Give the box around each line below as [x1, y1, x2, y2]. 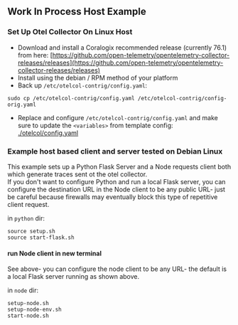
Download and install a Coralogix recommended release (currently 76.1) [17, 43, 227, 52]
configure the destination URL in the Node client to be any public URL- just [7, 185, 226, 193]
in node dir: [7, 286, 39, 294]
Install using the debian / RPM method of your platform [17, 73, 178, 82]
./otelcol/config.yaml [17, 128, 79, 137]
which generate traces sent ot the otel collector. [7, 170, 148, 179]
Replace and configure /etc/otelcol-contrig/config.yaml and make [17, 113, 218, 122]
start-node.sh [7, 312, 50, 319]
